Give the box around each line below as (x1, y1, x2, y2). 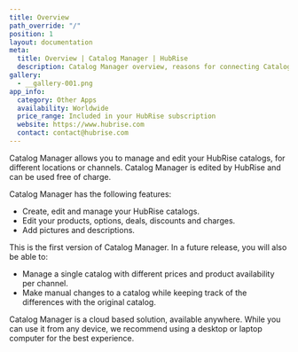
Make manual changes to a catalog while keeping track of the (21, 287, 247, 298)
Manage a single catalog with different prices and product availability (21, 268, 275, 279)
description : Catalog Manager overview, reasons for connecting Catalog (17, 63, 292, 72)
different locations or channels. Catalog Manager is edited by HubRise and (9, 161, 281, 173)
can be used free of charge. (9, 171, 112, 182)
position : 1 (9, 29, 53, 38)
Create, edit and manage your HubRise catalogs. (21, 206, 200, 216)
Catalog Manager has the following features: (9, 188, 172, 199)
